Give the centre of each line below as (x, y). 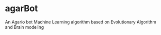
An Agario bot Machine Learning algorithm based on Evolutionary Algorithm (81, 22)
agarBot (21, 9)
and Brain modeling (24, 27)
